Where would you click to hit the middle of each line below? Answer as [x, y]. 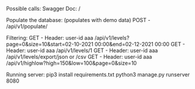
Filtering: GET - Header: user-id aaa [50, 38]
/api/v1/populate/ [27, 26]
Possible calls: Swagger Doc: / [43, 9]
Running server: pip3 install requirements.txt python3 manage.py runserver [98, 74]
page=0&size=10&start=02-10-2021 [50, 44]
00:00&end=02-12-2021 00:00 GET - [140, 44]
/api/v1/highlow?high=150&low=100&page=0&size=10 [72, 63]
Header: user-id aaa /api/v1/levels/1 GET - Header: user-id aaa [82, 50]
